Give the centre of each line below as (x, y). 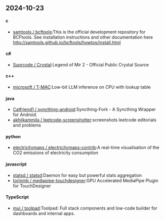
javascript (16, 164)
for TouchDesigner (32, 186)
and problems (27, 125)
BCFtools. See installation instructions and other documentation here (83, 37)
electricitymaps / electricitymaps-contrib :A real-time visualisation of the (86, 148)
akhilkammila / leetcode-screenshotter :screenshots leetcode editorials (84, 120)
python (13, 136)
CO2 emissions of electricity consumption (55, 153)
